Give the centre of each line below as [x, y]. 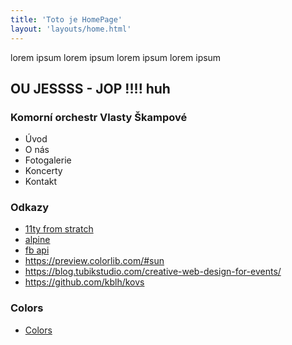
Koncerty [43, 171]
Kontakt [41, 182]
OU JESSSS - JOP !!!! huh [90, 88]
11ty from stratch [59, 229]
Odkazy [30, 208]
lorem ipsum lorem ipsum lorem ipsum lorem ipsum [116, 57]
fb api [37, 250]
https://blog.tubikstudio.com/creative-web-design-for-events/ [153, 272]
